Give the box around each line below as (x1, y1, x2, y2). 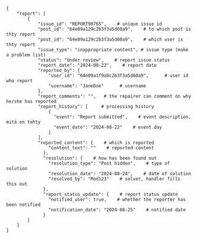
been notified (6, 202, 41, 208)
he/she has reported (6, 99, 57, 104)
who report (6, 78, 33, 84)
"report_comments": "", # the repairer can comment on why (37, 93, 192, 99)
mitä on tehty (6, 119, 41, 125)
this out (6, 181, 28, 187)
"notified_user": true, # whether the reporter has (48, 197, 186, 202)
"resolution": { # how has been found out (43, 155, 157, 161)
